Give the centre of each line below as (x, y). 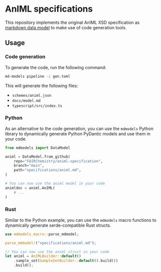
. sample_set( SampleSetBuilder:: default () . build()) (66, 261)
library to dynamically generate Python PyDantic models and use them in (78, 134)
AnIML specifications (49, 9)
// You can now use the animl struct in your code (57, 252)
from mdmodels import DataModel (38, 148)
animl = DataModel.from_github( (38, 157)
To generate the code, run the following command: (56, 67)
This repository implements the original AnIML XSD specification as (72, 22)
